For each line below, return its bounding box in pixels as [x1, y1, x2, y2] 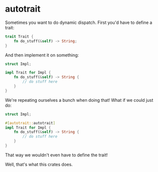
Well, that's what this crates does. [5, 161, 73, 167]
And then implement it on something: [5, 52, 79, 58]
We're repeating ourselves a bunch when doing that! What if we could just [5, 97, 154, 103]
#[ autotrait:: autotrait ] [5, 120, 55, 125]
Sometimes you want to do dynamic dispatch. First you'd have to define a [5, 19, 152, 25]
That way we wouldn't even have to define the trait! [5, 152, 108, 158]
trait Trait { [5, 34, 34, 39]
